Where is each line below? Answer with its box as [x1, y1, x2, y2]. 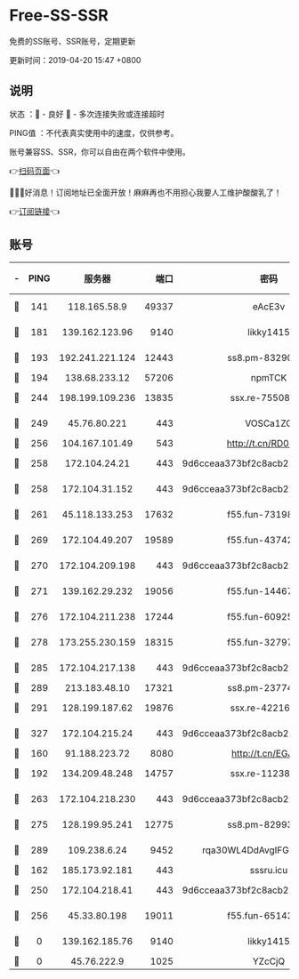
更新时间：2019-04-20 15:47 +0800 [9, 54, 141, 65]
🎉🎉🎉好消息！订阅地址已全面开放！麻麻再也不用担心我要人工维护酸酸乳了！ [9, 187, 282, 197]
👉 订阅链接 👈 [9, 205, 61, 216]
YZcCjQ [252, 955, 286, 967]
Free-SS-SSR [9, 5, 109, 26]
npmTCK [250, 371, 287, 383]
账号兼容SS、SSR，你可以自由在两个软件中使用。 [9, 146, 190, 156]
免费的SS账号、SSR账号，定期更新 [9, 36, 136, 46]
